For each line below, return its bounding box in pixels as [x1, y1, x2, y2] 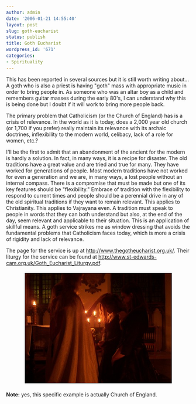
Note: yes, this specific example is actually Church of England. [6, 391, 157, 398]
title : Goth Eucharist [6, 40, 61, 46]
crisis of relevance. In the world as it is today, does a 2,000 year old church [6, 118, 188, 125]
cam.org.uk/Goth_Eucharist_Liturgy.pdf [6, 259, 101, 266]
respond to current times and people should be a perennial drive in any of [6, 192, 184, 199]
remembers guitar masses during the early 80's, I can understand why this [6, 94, 186, 101]
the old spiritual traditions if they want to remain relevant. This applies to [6, 198, 180, 205]
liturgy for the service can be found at [6, 253, 98, 260]
